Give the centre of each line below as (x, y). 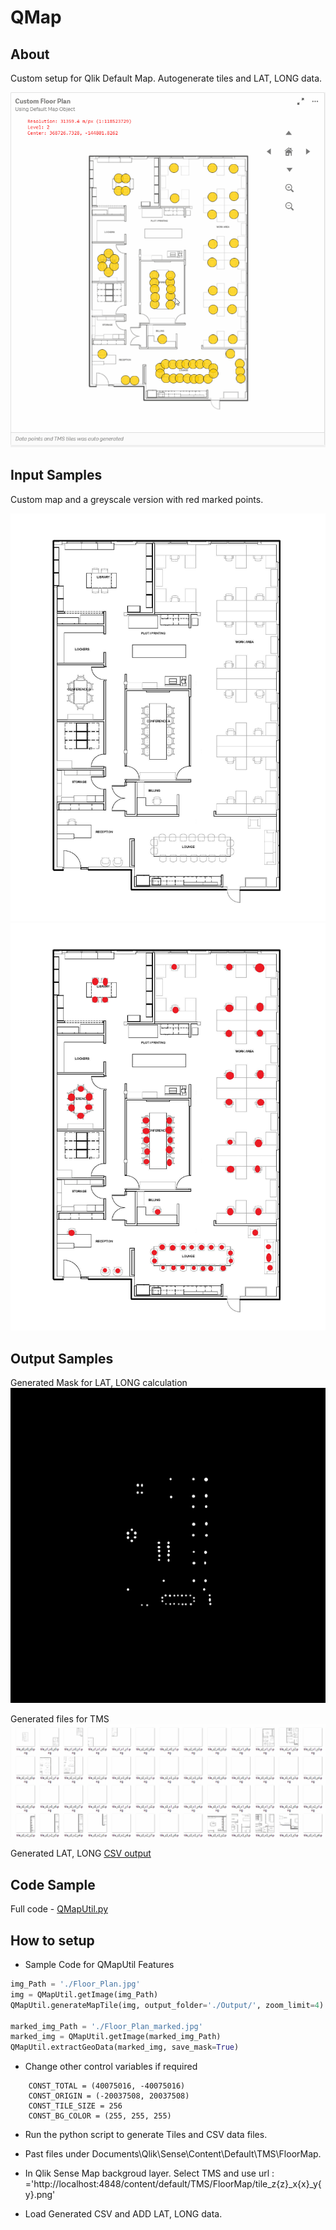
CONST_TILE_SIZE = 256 (75, 2106)
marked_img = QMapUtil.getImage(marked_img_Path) (116, 2037)
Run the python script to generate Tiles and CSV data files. (146, 2135)
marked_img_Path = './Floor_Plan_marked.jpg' (106, 2026)
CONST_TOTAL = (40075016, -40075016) (107, 2086)
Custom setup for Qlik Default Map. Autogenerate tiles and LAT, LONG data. (166, 78)
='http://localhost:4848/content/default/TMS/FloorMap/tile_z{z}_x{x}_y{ (173, 2184)
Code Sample (53, 1884)
